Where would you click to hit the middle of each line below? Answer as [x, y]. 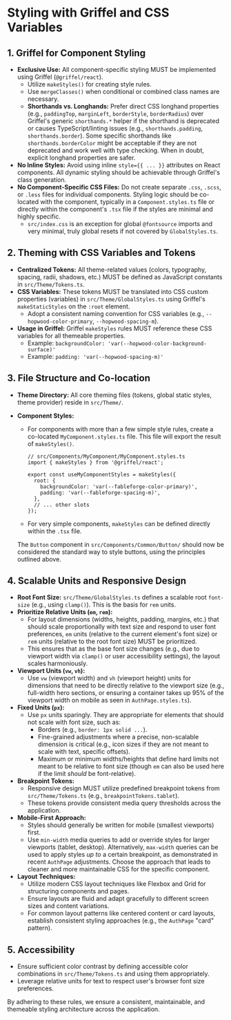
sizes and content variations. [68, 906]
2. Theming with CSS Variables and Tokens [101, 253]
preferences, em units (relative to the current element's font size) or [122, 634]
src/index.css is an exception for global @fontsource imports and [120, 224]
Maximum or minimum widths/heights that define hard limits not [128, 759]
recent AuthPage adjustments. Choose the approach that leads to [119, 862]
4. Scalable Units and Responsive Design [97, 581]
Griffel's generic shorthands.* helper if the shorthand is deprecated [123, 121]
